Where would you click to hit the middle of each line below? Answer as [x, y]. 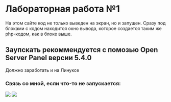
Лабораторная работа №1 [63, 9]
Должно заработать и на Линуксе [42, 70]
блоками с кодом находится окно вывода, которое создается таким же [83, 28]
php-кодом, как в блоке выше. [39, 34]
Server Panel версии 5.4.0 [48, 58]
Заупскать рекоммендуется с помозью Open [82, 50]
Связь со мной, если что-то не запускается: [63, 83]
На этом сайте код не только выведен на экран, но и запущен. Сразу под [86, 23]
